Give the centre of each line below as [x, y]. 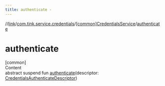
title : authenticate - [28, 10]
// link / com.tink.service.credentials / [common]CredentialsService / [71, 24]
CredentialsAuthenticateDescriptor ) [41, 78]
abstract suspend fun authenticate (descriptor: [52, 73]
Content [13, 67]
